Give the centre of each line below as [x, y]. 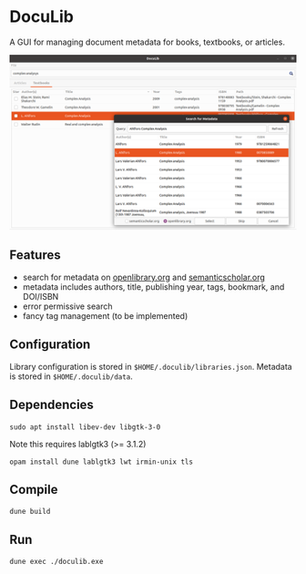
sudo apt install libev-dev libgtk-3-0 [85, 427]
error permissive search [67, 306]
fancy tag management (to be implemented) [105, 315]
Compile [34, 489]
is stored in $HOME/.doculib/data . [71, 376]
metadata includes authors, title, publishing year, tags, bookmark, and [153, 287]
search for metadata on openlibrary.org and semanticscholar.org [144, 277]
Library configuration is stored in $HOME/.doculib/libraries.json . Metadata [151, 366]
